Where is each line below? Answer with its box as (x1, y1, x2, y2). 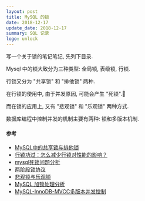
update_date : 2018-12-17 (6, 25, 67, 31)
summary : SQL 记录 (6, 31, 49, 36)
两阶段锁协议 (14, 166, 46, 173)
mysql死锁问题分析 (14, 159, 60, 166)
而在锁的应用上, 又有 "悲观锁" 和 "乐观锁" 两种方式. (6, 103, 129, 109)
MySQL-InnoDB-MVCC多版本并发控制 (14, 188, 106, 195)
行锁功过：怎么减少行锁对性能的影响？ (14, 151, 107, 159)
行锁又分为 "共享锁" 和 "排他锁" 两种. (6, 78, 95, 85)
